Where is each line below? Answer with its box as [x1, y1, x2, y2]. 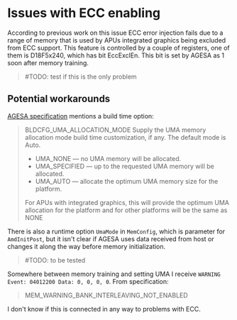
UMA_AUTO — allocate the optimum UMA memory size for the [35, 177, 219, 185]
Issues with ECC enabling [7, 5, 161, 21]
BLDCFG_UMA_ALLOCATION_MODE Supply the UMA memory [24, 126, 206, 134]
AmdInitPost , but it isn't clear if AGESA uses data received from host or [7, 234, 214, 243]
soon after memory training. [7, 58, 89, 67]
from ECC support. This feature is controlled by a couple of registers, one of [7, 43, 230, 52]
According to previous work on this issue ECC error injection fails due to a [7, 28, 224, 37]
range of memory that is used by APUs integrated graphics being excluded [7, 35, 226, 44]
